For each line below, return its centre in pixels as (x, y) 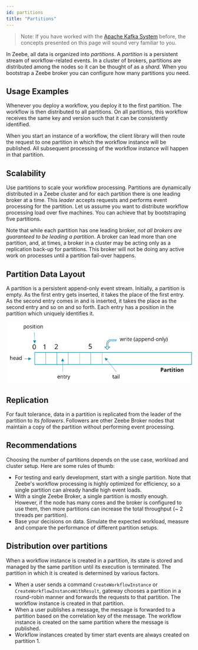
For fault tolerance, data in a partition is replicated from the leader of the (94, 414)
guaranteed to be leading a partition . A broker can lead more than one (91, 237)
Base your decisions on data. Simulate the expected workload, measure (102, 521)
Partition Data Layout (46, 274)
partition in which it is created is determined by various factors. (83, 573)
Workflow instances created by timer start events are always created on (102, 635)
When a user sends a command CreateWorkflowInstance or (86, 584)
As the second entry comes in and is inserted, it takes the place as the (91, 301)
